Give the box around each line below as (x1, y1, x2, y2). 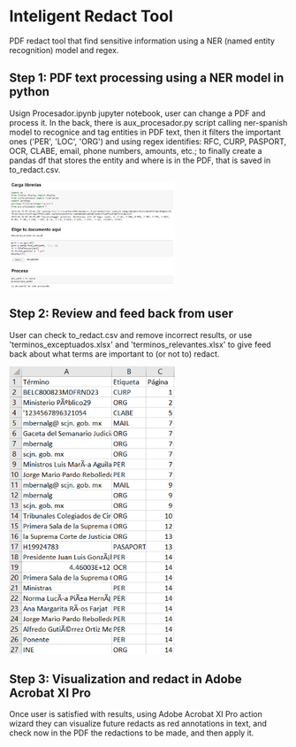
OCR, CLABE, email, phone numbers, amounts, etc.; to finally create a (9, 145, 262, 156)
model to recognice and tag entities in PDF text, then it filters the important (9, 127, 281, 137)
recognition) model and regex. (9, 44, 119, 55)
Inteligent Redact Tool (9, 6, 174, 27)
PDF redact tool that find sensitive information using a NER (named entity (9, 35, 276, 46)
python (9, 84, 50, 99)
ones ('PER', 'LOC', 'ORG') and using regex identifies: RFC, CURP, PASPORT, (9, 135, 287, 147)
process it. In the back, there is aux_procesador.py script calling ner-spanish (9, 117, 288, 127)
